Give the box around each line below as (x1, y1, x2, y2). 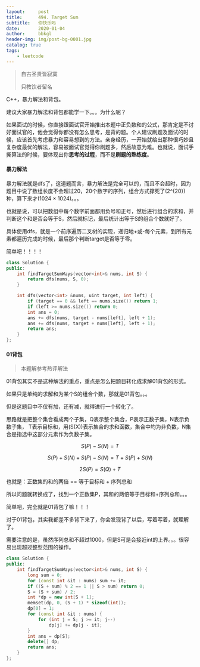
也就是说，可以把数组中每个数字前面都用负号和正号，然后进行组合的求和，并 (6, 207, 194, 215)
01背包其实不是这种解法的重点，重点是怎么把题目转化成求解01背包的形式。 (6, 378, 189, 385)
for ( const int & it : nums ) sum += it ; (27, 578, 127, 583)
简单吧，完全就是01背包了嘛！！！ (6, 504, 90, 511)
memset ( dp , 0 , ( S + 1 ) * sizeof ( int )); (27, 600, 127, 606)
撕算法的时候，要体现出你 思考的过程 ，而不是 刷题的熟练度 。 (6, 150, 152, 158)
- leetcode (17, 53, 44, 59)
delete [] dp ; (27, 639, 60, 645)
